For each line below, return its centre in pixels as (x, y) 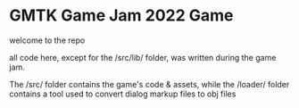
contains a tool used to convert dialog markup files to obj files (123, 94)
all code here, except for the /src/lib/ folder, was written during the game (143, 57)
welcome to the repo (47, 40)
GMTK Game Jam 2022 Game (121, 16)
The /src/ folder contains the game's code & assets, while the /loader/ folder (149, 84)
